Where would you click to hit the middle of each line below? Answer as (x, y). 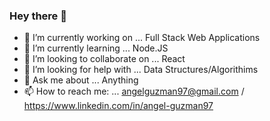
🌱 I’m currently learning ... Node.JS (96, 48)
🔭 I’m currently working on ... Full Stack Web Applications (142, 38)
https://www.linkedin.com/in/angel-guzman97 (118, 106)
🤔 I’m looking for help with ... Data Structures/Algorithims (141, 70)
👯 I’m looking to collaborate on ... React (104, 59)
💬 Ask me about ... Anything (81, 80)
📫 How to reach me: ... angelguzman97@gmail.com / (134, 91)
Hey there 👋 (38, 16)
